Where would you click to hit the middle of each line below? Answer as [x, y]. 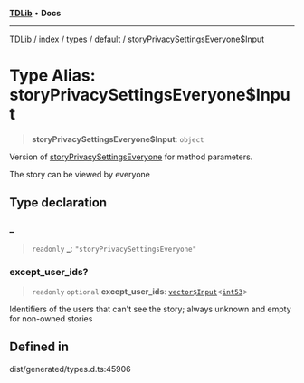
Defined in [39, 347]
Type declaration [58, 203]
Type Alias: [53, 76]
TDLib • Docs [35, 13]
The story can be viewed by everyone [80, 174]
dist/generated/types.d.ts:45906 [70, 369]
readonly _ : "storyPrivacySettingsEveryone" [114, 248]
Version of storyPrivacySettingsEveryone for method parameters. [131, 157]
